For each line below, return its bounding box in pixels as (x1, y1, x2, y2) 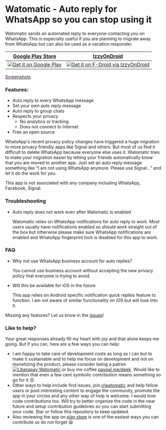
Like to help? (5, 324, 36, 331)
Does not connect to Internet (19, 124, 79, 130)
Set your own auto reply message (12, 103, 81, 109)
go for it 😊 (12, 377, 35, 383)
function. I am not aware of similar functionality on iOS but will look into (12, 297, 158, 303)
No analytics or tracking (19, 119, 69, 124)
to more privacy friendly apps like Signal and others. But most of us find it (5, 144, 156, 150)
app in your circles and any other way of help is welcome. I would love (12, 393, 156, 399)
